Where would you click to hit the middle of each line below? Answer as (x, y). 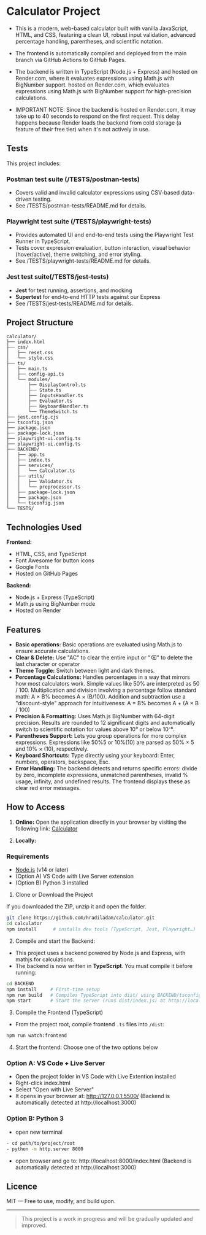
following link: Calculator (46, 828)
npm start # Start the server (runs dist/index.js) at (86, 1001)
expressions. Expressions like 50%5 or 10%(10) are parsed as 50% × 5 (105, 742)
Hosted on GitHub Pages (47, 574)
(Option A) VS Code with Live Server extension (74, 877)
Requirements (28, 856)
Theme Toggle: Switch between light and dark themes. (85, 671)
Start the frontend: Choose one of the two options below (86, 1047)
